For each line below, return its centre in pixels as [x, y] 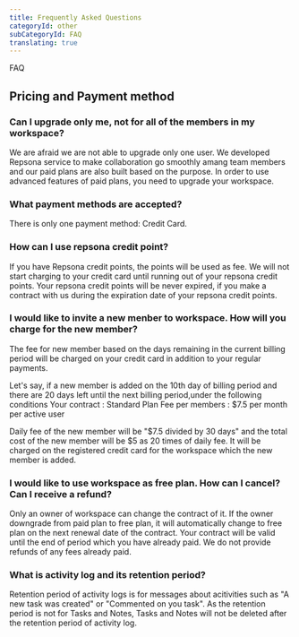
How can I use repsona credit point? [89, 247]
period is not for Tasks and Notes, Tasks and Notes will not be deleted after [148, 614]
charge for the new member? [74, 330]
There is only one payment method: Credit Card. [98, 224]
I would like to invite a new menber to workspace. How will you [148, 318]
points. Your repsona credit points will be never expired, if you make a [138, 285]
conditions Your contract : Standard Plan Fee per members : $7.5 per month [149, 404]
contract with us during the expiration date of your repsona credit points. [143, 295]
